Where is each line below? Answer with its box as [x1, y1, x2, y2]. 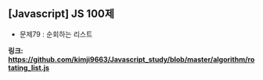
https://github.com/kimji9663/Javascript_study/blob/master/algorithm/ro [8, 54, 255, 64]
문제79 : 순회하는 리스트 [19, 30, 93, 39]
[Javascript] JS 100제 [8, 7, 115, 21]
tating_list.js [8, 63, 49, 72]
